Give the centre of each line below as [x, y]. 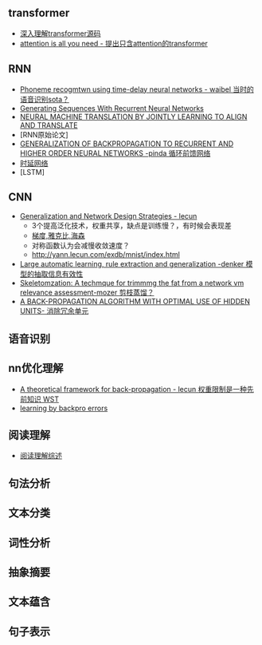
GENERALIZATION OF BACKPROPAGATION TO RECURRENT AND [127, 144]
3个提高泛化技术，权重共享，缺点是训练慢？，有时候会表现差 [132, 226]
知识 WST [43, 399]
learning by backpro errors [64, 408]
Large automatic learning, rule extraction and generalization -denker [132, 264]
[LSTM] [32, 172]
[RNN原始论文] [44, 134]
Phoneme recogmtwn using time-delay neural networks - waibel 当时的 [137, 89]
